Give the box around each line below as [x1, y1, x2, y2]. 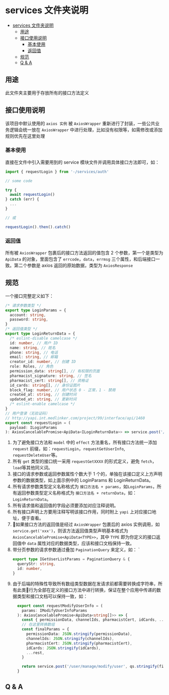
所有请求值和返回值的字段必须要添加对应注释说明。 [12, 503, 119, 509]
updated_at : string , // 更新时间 [10, 397, 77, 402]
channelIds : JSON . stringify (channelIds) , [26, 636, 115, 641]
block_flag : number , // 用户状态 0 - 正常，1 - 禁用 [10, 387, 116, 393]
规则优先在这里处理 [5, 133, 45, 139]
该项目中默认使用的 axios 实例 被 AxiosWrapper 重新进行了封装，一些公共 [5, 120, 155, 126]
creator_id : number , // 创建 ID [10, 359, 76, 364]
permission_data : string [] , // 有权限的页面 [10, 369, 100, 374]
